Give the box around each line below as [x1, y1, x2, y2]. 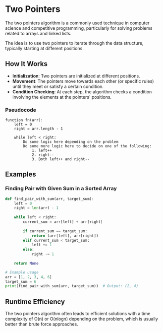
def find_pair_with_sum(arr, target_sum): [5, 196, 94, 201]
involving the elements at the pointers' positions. [12, 94, 112, 100]
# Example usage [5, 269, 39, 275]
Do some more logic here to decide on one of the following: [23, 144, 152, 149]
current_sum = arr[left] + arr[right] [23, 219, 103, 224]
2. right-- [31, 152, 54, 157]
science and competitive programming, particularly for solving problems [5, 25, 153, 31]
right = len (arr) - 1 [14, 205, 58, 210]
